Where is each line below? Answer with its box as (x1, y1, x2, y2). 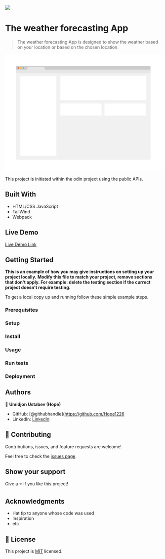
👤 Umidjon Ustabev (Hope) (5, 401, 61, 407)
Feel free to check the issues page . (5, 453, 77, 459)
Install (5, 333, 21, 340)
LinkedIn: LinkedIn (12, 416, 50, 422)
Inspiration (12, 515, 34, 521)
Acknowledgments (5, 497, 65, 506)
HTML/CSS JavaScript (12, 203, 58, 209)
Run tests (5, 359, 29, 366)
